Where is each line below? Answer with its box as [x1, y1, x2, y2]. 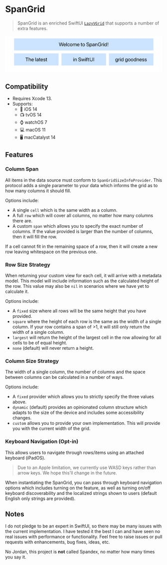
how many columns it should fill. [5, 188, 71, 194]
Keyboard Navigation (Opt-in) [5, 438, 79, 445]
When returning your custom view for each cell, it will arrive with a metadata [5, 272, 162, 278]
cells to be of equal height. [12, 339, 67, 346]
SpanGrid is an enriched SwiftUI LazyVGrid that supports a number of [17, 20, 160, 26]
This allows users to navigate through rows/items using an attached [5, 449, 144, 455]
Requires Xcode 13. [12, 95, 52, 101]
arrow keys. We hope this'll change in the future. [17, 469, 117, 476]
